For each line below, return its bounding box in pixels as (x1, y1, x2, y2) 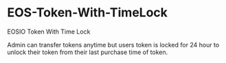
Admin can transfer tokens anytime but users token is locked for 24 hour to (7, 40, 220, 49)
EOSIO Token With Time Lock (7, 27, 91, 36)
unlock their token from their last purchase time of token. (7, 48, 168, 56)
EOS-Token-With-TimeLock (7, 5, 168, 21)
